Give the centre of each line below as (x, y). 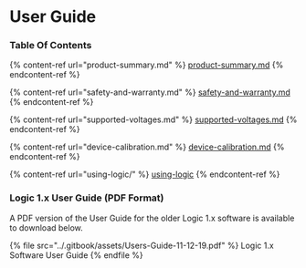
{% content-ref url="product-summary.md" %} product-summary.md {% (147, 65)
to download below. (47, 227)
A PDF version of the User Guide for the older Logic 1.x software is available (152, 218)
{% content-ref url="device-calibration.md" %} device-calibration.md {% (147, 147)
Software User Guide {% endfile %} (76, 255)
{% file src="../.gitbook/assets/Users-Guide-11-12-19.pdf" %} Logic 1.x (142, 245)
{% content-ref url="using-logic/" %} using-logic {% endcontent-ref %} (145, 174)
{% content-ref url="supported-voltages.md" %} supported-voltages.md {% (153, 119)
